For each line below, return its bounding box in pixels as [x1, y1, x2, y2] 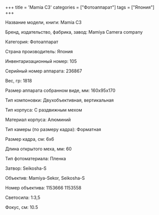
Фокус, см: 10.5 [5, 204, 39, 210]
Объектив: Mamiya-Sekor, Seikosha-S [5, 175, 85, 181]
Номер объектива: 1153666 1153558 [5, 185, 82, 190]
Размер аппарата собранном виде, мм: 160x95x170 [5, 87, 116, 93]
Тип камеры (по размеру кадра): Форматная [5, 127, 101, 132]
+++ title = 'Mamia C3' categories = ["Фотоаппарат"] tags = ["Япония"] [5, 5, 154, 10]
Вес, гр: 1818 [5, 78, 32, 83]
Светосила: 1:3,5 [5, 194, 41, 200]
